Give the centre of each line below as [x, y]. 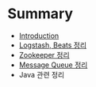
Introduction [39, 36]
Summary [40, 14]
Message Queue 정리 [53, 65]
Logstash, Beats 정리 [53, 45]
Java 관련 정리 [42, 74]
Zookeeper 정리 [44, 55]
